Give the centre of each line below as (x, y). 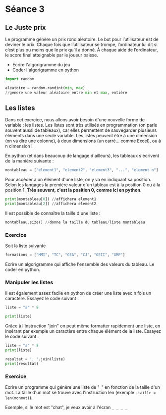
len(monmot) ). (19, 398)
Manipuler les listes (29, 282)
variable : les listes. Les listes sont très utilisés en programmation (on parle (81, 125)
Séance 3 (25, 9)
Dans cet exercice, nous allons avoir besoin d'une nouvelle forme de (75, 120)
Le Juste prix (26, 27)
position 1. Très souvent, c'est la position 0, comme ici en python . (73, 190)
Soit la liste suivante (26, 246)
